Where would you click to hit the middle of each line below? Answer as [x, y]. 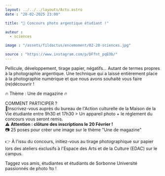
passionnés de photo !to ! [31, 168]
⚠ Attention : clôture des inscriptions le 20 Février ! [59, 124]
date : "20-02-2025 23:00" [33, 14]
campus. [14, 153]
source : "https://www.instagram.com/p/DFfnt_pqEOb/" [62, 55]
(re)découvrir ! [20, 84]
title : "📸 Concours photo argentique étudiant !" [57, 23]
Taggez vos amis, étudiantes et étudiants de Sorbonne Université [71, 163]
